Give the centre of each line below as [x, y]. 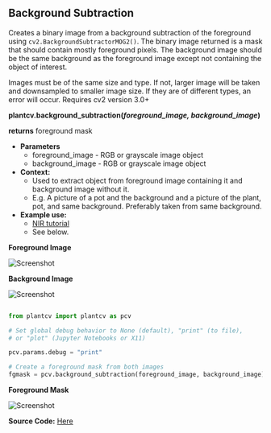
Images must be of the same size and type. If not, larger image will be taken [134, 82]
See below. [50, 232]
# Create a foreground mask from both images [86, 367]
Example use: [43, 214]
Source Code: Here [41, 421]
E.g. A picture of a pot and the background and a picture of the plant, [147, 197]
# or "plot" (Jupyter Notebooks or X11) [77, 338]
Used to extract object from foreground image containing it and [137, 180]
